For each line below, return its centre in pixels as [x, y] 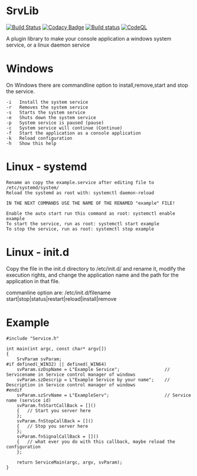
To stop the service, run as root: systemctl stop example [80, 229]
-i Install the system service [47, 102]
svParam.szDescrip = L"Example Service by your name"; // [93, 380]
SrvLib [23, 11]
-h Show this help [32, 143]
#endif [14, 390]
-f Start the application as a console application [74, 133]
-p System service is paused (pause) [55, 123]
